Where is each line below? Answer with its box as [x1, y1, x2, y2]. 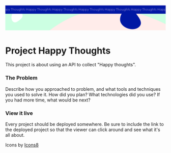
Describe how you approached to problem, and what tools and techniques [5, 86, 161, 92]
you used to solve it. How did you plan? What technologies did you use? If [5, 91, 160, 97]
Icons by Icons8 [5, 142, 39, 148]
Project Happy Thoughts [5, 45, 111, 56]
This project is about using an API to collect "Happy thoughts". [5, 62, 136, 68]
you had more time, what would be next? [5, 97, 91, 103]
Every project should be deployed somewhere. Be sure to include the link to [5, 121, 164, 127]
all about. [5, 132, 25, 138]
